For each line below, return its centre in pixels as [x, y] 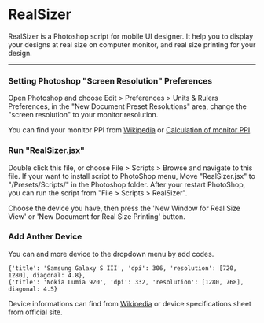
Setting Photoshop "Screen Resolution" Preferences [110, 80]
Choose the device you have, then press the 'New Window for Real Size [125, 208]
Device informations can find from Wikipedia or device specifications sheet [130, 303]
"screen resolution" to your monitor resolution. [83, 115]
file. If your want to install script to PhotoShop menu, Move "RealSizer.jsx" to [132, 176]
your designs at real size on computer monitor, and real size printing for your [132, 44]
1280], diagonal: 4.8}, [47, 275]
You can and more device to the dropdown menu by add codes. [111, 254]
